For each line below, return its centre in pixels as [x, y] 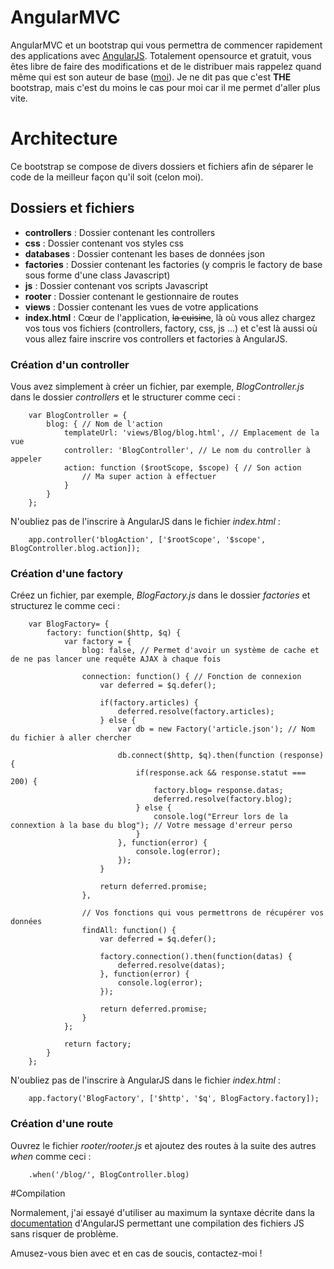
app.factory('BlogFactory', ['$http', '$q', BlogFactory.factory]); [174, 1099]
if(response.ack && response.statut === [221, 773]
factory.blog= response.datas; [218, 791]
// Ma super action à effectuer [149, 476]
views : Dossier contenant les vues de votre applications [141, 307]
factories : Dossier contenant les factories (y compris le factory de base [173, 264]
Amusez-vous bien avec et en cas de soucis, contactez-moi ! [136, 1253]
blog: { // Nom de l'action [104, 424]
